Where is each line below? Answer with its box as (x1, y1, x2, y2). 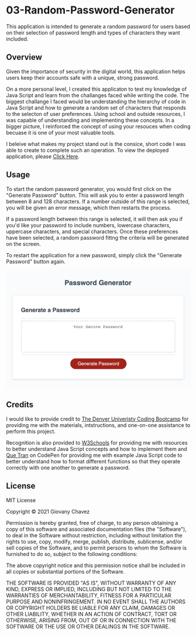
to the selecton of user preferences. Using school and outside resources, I (6, 110, 185, 117)
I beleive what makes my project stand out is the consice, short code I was (6, 140, 186, 147)
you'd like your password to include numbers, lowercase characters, (6, 221, 171, 228)
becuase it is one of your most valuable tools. (6, 129, 116, 136)
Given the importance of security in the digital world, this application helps (6, 68, 185, 75)
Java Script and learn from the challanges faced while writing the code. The (6, 91, 189, 98)
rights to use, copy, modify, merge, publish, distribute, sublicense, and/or (6, 538, 183, 545)
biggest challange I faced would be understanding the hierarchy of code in (6, 98, 186, 105)
